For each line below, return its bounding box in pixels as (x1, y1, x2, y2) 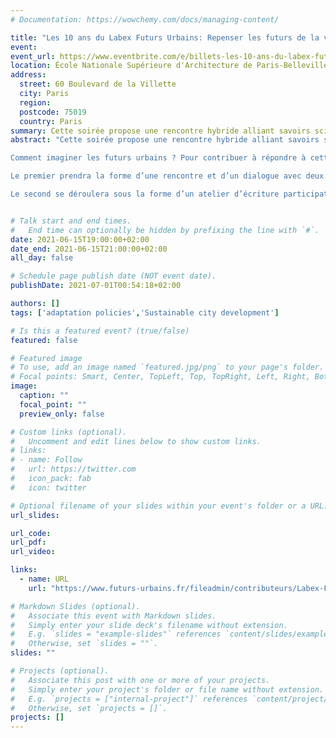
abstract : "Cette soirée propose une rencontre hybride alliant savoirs (10, 135, 320, 145)
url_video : (10, 547, 56, 557)
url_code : (10, 528, 52, 538)
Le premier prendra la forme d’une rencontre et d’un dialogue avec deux (10, 171, 325, 181)
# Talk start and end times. (10, 216, 132, 226)
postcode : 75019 (19, 107, 87, 117)
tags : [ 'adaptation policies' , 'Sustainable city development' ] (10, 307, 280, 318)
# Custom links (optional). (10, 427, 128, 437)
